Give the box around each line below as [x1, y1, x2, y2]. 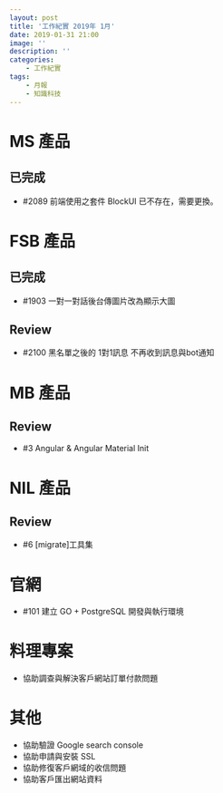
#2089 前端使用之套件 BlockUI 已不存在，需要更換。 [22, 196, 218, 207]
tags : [9, 73, 30, 82]
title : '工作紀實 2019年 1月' [9, 22, 115, 31]
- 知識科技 [25, 89, 62, 98]
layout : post [9, 13, 59, 23]
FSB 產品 [9, 230, 75, 251]
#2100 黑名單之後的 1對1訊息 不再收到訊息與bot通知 [22, 347, 215, 358]
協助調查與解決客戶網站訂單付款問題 [22, 672, 159, 684]
